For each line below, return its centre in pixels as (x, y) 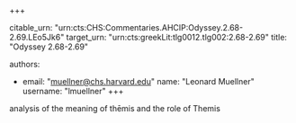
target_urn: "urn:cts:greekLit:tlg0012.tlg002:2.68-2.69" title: (177, 37)
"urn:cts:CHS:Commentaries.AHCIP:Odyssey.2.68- (149, 27)
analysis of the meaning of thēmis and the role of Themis (115, 108)
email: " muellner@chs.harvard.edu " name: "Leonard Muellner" (138, 81)
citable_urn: (31, 27)
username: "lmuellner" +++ (73, 91)
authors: (25, 64)
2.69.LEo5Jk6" (37, 37)
